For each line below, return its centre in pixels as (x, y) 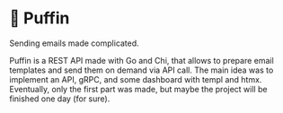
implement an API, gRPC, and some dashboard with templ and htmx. (136, 79)
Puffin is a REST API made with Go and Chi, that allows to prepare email (141, 60)
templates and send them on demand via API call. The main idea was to (141, 70)
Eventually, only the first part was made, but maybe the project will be (138, 89)
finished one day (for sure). (60, 99)
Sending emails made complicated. (74, 43)
